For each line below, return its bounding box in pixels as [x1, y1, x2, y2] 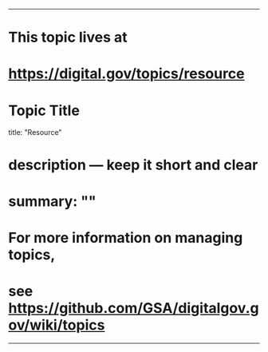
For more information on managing [8, 228, 243, 247]
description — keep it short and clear [8, 156, 258, 174]
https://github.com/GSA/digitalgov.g [8, 299, 259, 318]
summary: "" [8, 192, 97, 210]
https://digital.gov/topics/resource [8, 65, 245, 83]
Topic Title [8, 101, 80, 120]
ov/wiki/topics [8, 316, 105, 334]
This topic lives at [8, 29, 128, 46]
